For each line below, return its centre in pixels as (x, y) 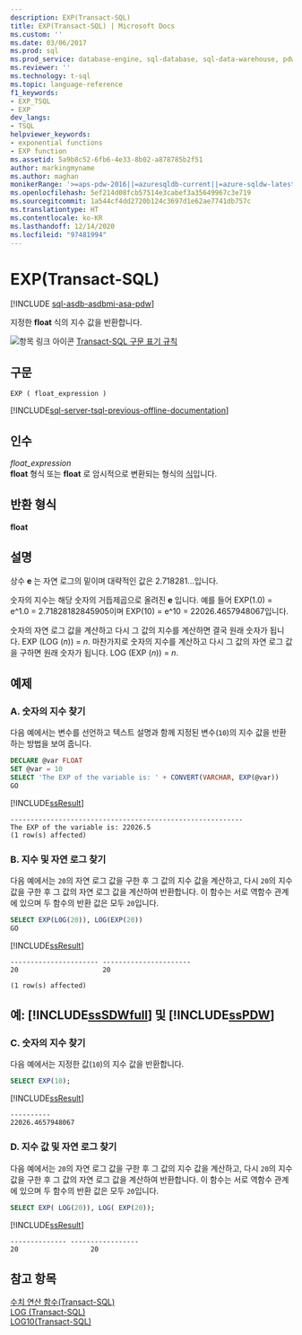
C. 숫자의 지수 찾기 (48, 1043)
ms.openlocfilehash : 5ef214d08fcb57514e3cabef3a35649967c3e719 (131, 193)
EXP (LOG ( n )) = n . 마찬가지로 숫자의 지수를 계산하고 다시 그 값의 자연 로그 (153, 641)
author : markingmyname (52, 168)
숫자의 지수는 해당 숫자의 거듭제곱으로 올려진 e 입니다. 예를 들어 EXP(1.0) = (142, 600)
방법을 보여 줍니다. (59, 744)
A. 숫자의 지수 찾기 (48, 711)
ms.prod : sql (35, 51)
